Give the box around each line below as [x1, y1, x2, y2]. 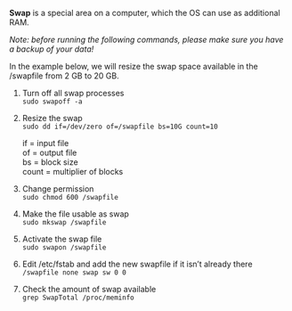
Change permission [21, 184, 94, 194]
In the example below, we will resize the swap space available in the [9, 61, 258, 71]
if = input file [21, 138, 69, 148]
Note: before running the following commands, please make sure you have [9, 35, 284, 45]
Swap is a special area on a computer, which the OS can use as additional [9, 8, 280, 18]
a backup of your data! [9, 44, 94, 54]
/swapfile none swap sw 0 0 [21, 268, 126, 277]
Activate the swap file [21, 233, 102, 244]
